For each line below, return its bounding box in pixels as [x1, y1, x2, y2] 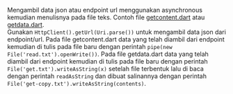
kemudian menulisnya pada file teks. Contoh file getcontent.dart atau [7, 13, 205, 21]
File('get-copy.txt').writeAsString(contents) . [7, 79, 147, 87]
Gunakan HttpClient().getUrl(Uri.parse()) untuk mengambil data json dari [7, 28, 226, 36]
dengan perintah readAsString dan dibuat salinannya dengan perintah [7, 72, 207, 80]
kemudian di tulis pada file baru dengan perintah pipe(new [7, 43, 172, 50]
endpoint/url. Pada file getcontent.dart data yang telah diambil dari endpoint [7, 35, 225, 44]
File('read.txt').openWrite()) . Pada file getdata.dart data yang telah [7, 50, 209, 58]
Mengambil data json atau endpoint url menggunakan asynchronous [7, 6, 203, 14]
